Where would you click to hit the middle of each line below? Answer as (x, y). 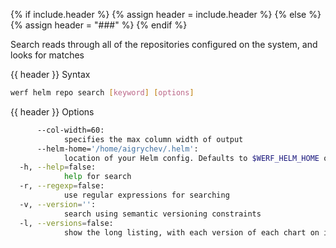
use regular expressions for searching (146, 195)
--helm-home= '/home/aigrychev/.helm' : (117, 149)
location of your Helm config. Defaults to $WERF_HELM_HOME (191, 158)
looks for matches (47, 55)
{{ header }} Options (52, 111)
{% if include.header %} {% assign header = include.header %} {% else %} (166, 14)
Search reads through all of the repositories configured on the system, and (164, 44)
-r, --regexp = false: (62, 186)
